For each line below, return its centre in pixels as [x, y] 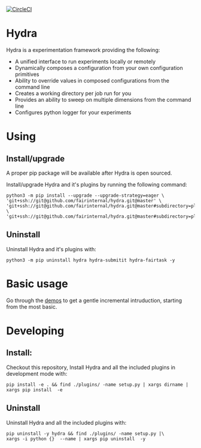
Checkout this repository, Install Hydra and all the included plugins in [91, 367]
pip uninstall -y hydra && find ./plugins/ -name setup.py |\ [85, 434]
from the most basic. [32, 307]
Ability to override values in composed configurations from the [92, 80]
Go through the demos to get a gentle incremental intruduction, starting [94, 300]
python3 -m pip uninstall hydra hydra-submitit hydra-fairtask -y [91, 260]
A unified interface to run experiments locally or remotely [85, 61]
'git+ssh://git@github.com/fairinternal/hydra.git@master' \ [84, 200]
